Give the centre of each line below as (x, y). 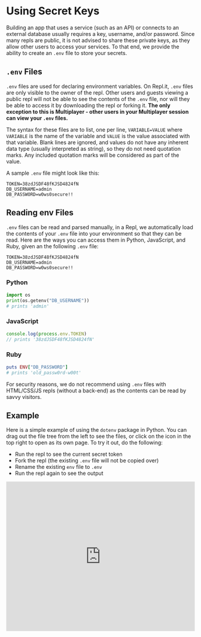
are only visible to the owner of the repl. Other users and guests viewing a (97, 92)
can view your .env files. (37, 118)
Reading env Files (40, 213)
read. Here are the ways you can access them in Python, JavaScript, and (96, 240)
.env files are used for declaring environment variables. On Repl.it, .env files (100, 86)
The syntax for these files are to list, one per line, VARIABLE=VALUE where (95, 129)
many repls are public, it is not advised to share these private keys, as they (98, 40)
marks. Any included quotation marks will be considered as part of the (93, 155)
